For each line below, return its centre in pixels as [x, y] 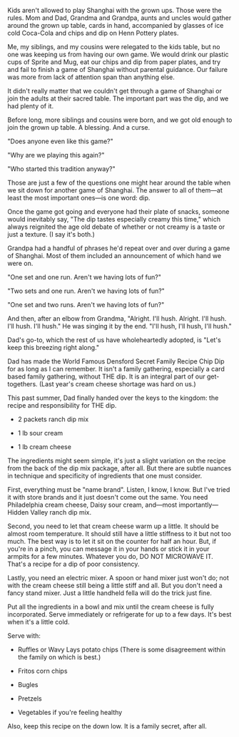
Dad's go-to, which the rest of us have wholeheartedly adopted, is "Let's [114, 340]
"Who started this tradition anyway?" [61, 169]
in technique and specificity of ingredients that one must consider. [105, 476]
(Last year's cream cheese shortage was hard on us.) [117, 384]
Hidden [18, 512]
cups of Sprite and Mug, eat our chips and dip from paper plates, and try [114, 62]
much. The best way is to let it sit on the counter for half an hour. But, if [112, 541]
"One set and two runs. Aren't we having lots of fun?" [86, 305]
